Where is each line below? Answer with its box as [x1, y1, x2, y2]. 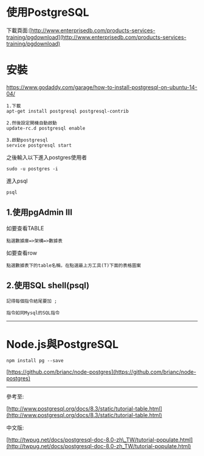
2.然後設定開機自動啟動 [6, 119, 58, 126]
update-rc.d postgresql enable [6, 125, 86, 131]
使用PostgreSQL [6, 5, 89, 19]
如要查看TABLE [6, 224, 44, 232]
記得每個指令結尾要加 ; [6, 298, 58, 304]
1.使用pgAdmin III [6, 207, 73, 218]
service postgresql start [6, 142, 72, 149]
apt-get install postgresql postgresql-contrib [6, 108, 129, 114]
